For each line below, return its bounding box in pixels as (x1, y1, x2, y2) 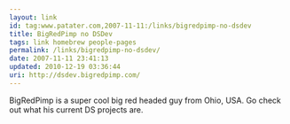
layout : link (9, 12, 58, 22)
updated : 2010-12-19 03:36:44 (9, 63, 121, 72)
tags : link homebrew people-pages (9, 37, 137, 47)
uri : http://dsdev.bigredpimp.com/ (9, 71, 141, 80)
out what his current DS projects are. (9, 104, 144, 115)
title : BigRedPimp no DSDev (9, 29, 114, 38)
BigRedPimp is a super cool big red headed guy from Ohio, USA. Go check (9, 95, 282, 105)
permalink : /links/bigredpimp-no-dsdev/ (9, 46, 161, 55)
